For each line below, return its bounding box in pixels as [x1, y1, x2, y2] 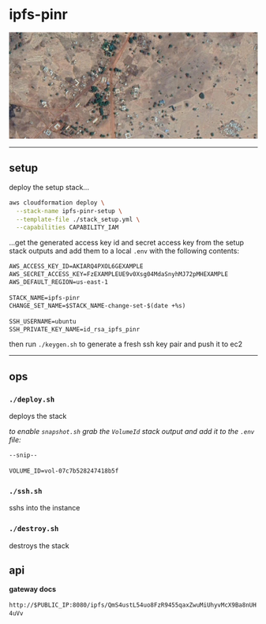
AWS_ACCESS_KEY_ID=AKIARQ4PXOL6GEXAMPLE [9, 263, 144, 271]
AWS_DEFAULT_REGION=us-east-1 [9, 278, 109, 286]
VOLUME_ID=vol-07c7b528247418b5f [9, 467, 119, 475]
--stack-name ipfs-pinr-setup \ [16, 207, 123, 215]
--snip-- [9, 451, 38, 459]
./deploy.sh [9, 394, 55, 404]
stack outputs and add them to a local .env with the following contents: [9, 246, 240, 256]
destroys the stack [9, 540, 69, 550]
